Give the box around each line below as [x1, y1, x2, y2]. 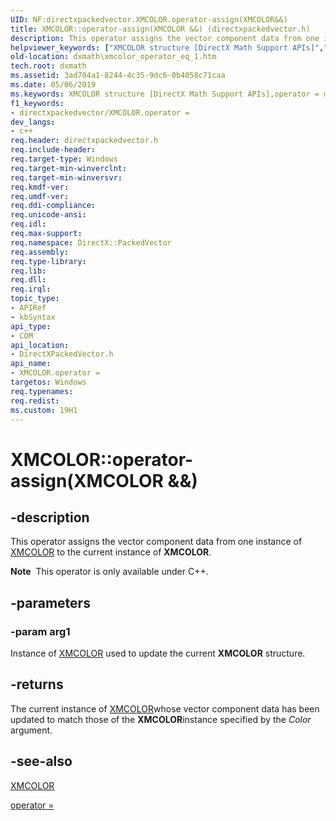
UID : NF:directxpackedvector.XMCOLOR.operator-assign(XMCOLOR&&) [10, 14, 288, 25]
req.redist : [10, 396, 60, 406]
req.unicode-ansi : [10, 210, 87, 220]
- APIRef [10, 303, 47, 313]
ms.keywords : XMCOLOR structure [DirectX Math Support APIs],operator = [10, 89, 320, 99]
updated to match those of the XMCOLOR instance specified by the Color [10, 713, 312, 725]
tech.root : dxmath [10, 61, 87, 71]
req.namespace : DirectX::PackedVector [10, 237, 172, 248]
